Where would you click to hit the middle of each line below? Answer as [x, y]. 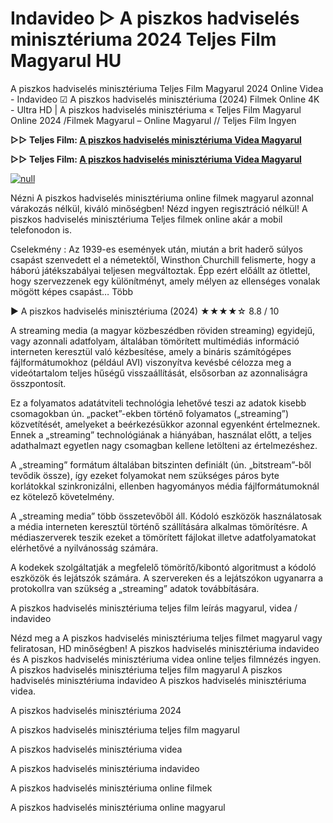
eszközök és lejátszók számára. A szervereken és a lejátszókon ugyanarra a [167, 578]
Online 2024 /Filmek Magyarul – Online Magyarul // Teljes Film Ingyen [153, 120]
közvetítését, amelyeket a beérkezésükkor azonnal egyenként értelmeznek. [165, 424]
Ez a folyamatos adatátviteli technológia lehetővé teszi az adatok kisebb [158, 403]
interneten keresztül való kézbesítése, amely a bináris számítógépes [151, 351]
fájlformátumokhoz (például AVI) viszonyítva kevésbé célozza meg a [151, 362]
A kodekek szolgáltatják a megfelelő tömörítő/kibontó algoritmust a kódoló [163, 567]
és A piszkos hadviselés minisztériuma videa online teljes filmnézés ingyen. [166, 659]
